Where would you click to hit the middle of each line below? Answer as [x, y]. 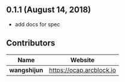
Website [82, 60]
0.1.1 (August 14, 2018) [49, 10]
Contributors [31, 43]
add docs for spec [37, 24]
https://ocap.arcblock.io [83, 70]
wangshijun [26, 70]
